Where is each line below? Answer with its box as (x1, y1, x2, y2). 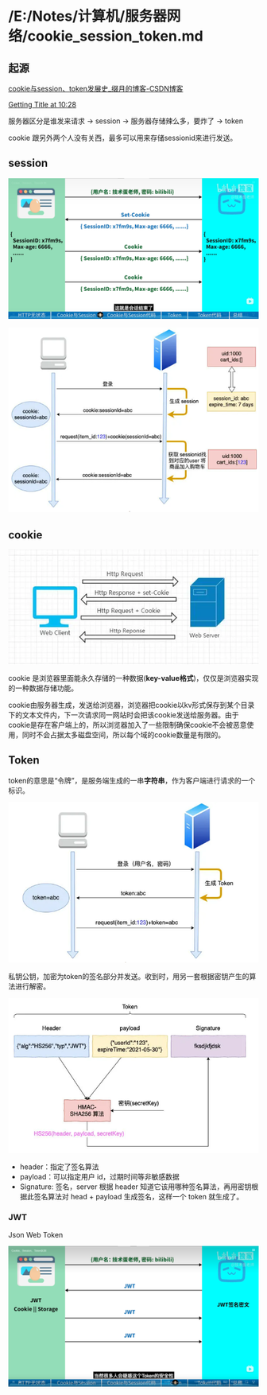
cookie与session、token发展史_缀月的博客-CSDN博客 (8, 84, 184, 93)
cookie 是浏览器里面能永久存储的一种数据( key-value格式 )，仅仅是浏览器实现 (8, 674, 259, 683)
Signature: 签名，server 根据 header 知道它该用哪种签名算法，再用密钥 (19, 1182, 252, 1191)
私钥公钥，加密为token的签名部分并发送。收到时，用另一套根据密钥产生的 (8, 972, 250, 981)
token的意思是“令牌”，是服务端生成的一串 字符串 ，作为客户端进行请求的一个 (8, 775, 256, 785)
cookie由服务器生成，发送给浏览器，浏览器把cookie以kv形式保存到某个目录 (8, 701, 255, 710)
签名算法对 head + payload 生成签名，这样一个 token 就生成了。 (33, 1191, 244, 1201)
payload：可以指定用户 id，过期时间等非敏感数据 (19, 1172, 180, 1181)
